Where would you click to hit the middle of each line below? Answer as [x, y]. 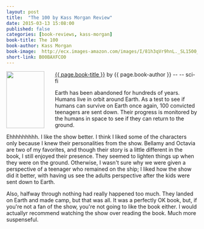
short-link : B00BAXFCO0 [36, 57]
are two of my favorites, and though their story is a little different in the [95, 149]
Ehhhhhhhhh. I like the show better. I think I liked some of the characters [97, 137]
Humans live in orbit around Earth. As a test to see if [120, 99]
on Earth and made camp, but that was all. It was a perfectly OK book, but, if [102, 200]
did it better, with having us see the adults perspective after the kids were [98, 175]
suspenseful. [22, 219]
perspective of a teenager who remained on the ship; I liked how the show [99, 169]
